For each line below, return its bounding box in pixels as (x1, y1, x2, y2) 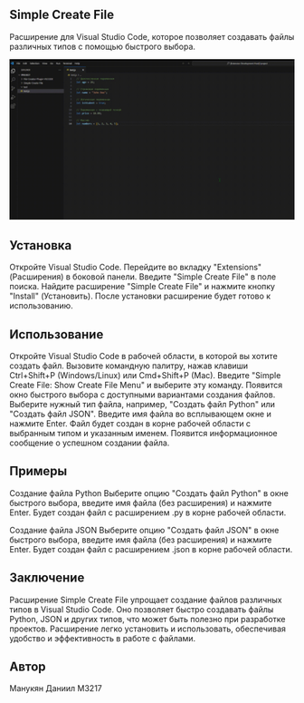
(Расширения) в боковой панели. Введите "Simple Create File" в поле (9, 271, 277, 282)
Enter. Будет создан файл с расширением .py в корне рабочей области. (9, 507, 287, 518)
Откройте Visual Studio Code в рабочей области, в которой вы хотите (9, 350, 278, 361)
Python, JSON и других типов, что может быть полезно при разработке (9, 613, 286, 624)
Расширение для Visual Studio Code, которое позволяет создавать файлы (9, 31, 295, 42)
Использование (9, 327, 104, 342)
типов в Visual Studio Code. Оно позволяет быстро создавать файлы (9, 603, 274, 615)
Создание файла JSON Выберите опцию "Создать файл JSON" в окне (9, 524, 280, 535)
